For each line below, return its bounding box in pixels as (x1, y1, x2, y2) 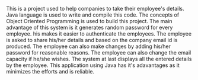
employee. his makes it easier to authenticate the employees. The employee (6, 30, 191, 37)
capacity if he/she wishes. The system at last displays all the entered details (6, 56, 192, 62)
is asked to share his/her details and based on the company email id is (6, 37, 178, 43)
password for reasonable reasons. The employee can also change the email (6, 49, 191, 56)
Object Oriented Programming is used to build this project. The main (6, 18, 173, 24)
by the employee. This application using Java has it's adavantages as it (6, 62, 180, 69)
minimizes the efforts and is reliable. (6, 68, 95, 75)
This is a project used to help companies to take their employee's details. (6, 5, 185, 12)
